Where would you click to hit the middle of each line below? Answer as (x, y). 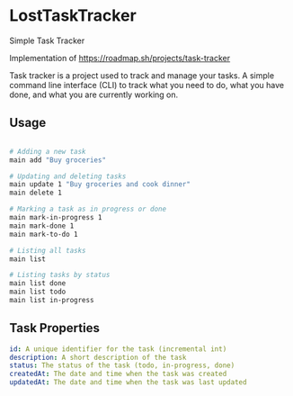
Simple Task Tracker (47, 40)
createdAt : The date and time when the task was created (118, 374)
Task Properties (55, 328)
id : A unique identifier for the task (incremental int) (118, 349)
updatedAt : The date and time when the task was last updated (128, 382)
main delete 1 (36, 193)
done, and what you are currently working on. (94, 94)
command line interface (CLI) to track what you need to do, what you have (147, 85)
